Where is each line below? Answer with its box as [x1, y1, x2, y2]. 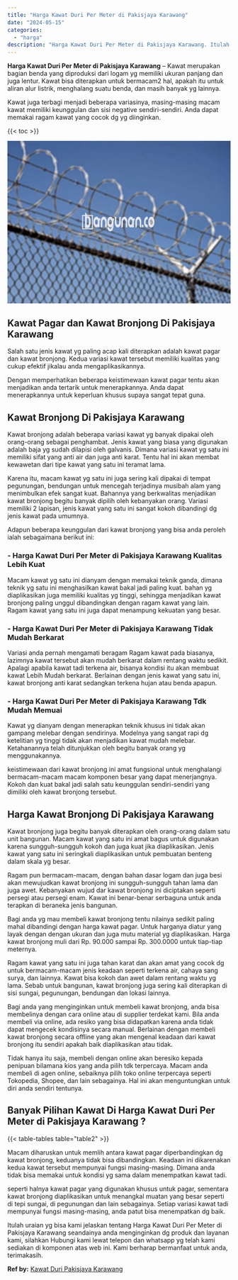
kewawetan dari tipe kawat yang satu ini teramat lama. [7, 461, 166, 469]
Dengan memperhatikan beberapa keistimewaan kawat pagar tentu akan [7, 376, 220, 384]
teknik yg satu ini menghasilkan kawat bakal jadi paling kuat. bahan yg [7, 583, 212, 592]
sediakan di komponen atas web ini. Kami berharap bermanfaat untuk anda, [7, 1243, 228, 1252]
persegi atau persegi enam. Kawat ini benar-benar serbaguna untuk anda [7, 893, 222, 902]
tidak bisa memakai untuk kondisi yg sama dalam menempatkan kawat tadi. [7, 1170, 227, 1179]
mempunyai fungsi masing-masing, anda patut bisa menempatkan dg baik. [7, 1207, 225, 1216]
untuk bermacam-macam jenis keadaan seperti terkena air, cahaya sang [7, 966, 218, 975]
